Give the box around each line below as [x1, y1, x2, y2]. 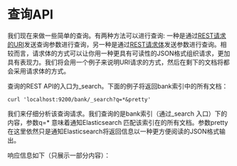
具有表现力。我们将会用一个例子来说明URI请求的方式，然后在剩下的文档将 [7, 57, 224, 66]
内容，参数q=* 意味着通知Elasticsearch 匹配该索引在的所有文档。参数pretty [7, 118, 228, 126]
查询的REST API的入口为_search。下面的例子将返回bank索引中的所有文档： [7, 82, 228, 90]
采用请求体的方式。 [13, 67, 70, 75]
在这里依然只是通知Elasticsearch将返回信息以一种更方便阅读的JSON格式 [7, 127, 220, 135]
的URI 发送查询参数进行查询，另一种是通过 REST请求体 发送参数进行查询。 [7, 40, 221, 48]
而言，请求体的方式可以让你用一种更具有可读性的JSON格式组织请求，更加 [13, 49, 231, 57]
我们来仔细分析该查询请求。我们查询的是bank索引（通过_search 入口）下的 [7, 109, 228, 118]
